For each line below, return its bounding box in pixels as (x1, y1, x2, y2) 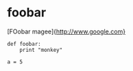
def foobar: (7, 40, 41, 47)
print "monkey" (19, 46, 63, 53)
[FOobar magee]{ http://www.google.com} (7, 27, 125, 35)
